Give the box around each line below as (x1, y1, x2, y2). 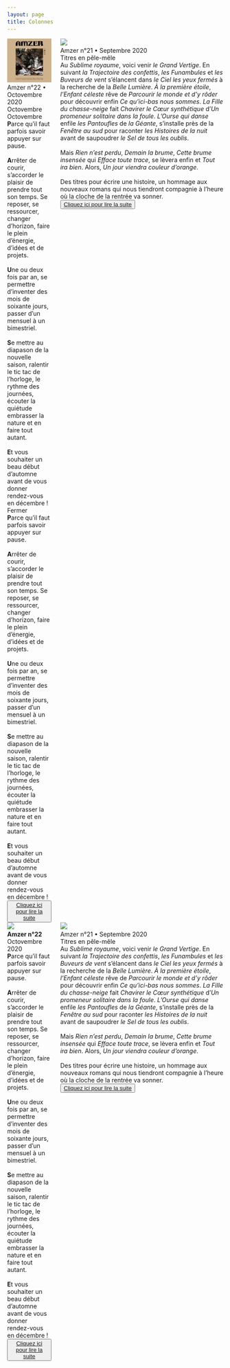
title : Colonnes (7, 18, 54, 25)
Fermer (7, 507, 28, 515)
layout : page (7, 11, 45, 18)
